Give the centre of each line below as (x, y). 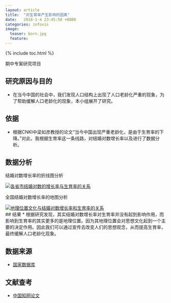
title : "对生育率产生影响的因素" (38, 15)
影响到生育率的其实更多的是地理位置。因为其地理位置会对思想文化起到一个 (83, 221)
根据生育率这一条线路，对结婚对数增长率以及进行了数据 (97, 138)
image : (12, 29)
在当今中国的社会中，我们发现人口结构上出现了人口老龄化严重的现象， (86, 95)
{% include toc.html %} (30, 53)
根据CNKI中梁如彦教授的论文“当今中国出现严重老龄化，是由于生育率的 (86, 132)
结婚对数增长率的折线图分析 (34, 176)
